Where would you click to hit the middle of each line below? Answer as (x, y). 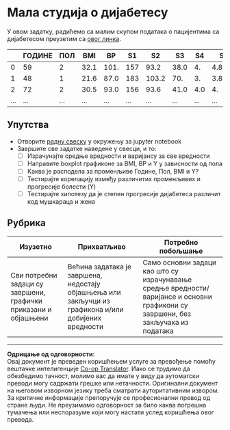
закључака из (166, 322)
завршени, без (167, 314)
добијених (85, 318)
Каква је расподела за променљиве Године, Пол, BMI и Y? (113, 171)
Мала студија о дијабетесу (88, 13)
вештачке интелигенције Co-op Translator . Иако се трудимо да (99, 368)
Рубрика (26, 223)
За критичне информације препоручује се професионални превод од (109, 397)
